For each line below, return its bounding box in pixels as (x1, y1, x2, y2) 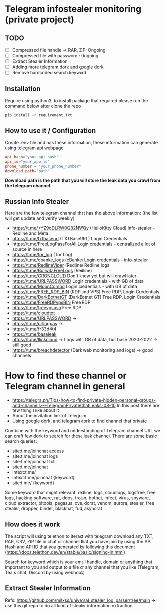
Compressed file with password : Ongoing (12, 53, 99, 59)
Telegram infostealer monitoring (5, 3, 142, 15)
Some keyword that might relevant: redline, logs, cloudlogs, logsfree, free (5, 490, 156, 496)
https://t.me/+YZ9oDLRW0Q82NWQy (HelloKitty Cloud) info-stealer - (12, 225, 155, 231)
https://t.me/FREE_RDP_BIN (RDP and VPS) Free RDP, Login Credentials (12, 289, 160, 295)
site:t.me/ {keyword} (12, 480, 55, 486)
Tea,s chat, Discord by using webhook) (5, 570, 85, 575)
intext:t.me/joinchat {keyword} (12, 475, 75, 481)
